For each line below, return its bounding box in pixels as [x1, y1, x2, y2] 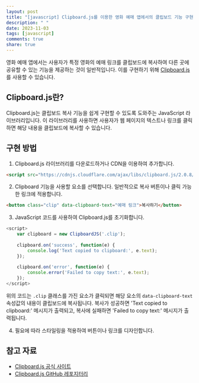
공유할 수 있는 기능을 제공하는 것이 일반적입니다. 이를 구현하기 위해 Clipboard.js [6, 66, 190, 73]
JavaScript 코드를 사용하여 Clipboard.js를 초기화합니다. [14, 214, 145, 221]
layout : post [6, 8, 38, 15]
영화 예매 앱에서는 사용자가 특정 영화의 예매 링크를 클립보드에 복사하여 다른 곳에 [6, 59, 190, 66]
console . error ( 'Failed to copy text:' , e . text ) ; [27, 270, 150, 276]
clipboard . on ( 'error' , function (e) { [17, 264, 110, 270]
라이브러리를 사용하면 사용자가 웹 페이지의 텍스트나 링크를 [48, 117, 182, 124]
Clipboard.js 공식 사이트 [14, 362, 72, 370]
